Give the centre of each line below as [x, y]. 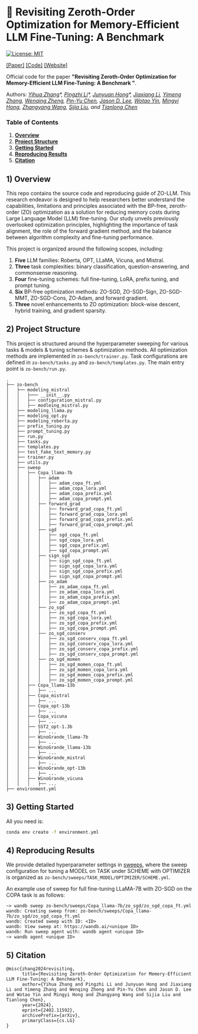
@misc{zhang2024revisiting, [41, 969]
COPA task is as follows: [35, 895]
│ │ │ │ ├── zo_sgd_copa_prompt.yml [62, 628]
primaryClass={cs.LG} [48, 1021]
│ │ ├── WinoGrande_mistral [46, 757]
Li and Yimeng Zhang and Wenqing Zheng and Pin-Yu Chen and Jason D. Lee [99, 990]
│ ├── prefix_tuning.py [38, 426]
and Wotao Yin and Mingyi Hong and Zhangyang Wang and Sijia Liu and [94, 995]
